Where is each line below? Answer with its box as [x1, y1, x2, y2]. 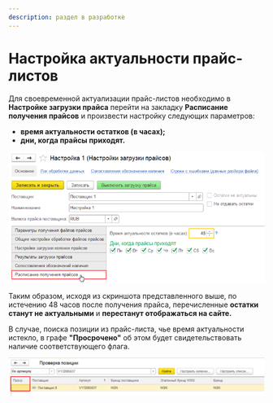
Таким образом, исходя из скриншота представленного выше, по [8, 291, 237, 300]
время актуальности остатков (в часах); [19, 126, 166, 136]
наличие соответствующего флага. [8, 341, 130, 351]
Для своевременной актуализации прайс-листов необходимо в [8, 94, 232, 103]
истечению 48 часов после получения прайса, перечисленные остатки [8, 300, 259, 309]
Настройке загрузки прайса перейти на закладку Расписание [8, 102, 229, 112]
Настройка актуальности [8, 49, 190, 68]
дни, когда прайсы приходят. [19, 135, 126, 145]
